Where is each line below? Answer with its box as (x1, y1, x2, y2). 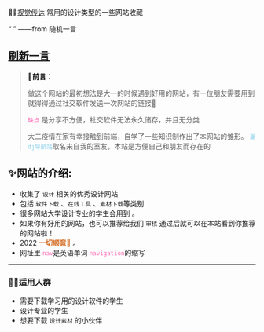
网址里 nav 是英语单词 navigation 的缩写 (19, 247, 145, 257)
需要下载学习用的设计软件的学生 (19, 296, 123, 305)
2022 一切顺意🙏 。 (19, 238, 80, 247)
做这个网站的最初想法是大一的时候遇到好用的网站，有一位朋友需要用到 (27, 88, 255, 97)
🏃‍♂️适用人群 (8, 276, 51, 287)
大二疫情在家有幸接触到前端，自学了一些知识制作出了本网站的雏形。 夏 (27, 131, 256, 140)
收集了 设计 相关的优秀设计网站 (19, 188, 119, 199)
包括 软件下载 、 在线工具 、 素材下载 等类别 (19, 199, 145, 208)
